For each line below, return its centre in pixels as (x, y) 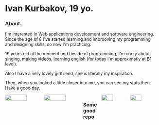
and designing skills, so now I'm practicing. (48, 45)
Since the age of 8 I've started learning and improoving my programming (78, 39)
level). (11, 64)
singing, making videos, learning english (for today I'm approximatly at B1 (78, 59)
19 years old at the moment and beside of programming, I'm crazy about (77, 54)
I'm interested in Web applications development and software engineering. (80, 34)
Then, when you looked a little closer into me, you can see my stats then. (78, 83)
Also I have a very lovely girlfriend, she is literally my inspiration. (69, 74)
